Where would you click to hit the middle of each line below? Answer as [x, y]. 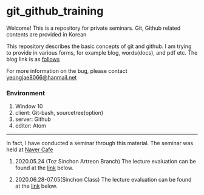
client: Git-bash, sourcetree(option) [59, 113]
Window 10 [29, 106]
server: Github [33, 119]
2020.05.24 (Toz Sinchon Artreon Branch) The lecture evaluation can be [105, 162]
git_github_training [55, 11]
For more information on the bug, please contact [67, 70]
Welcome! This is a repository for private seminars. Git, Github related [93, 28]
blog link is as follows [33, 59]
